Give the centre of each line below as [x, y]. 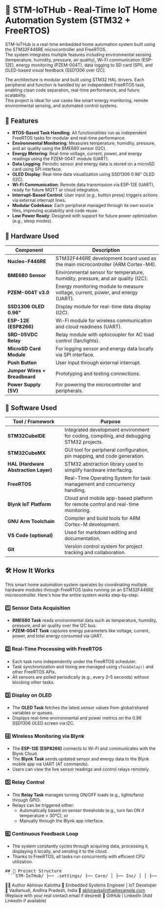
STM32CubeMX [27, 453]
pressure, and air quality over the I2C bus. [54, 626]
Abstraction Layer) [30, 470]
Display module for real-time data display [103, 306]
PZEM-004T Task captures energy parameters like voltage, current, [81, 631]
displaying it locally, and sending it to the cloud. [60, 851]
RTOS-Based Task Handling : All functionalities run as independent [79, 133]
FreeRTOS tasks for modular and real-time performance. [69, 138]
